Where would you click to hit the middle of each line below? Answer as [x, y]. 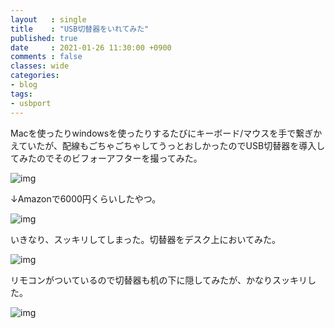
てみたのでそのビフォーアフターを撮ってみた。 [106, 158]
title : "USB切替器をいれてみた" [80, 29]
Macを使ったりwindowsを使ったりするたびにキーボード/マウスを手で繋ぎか [166, 133]
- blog [24, 85]
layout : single [48, 19]
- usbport [31, 103]
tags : [21, 94]
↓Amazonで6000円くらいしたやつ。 [86, 198]
